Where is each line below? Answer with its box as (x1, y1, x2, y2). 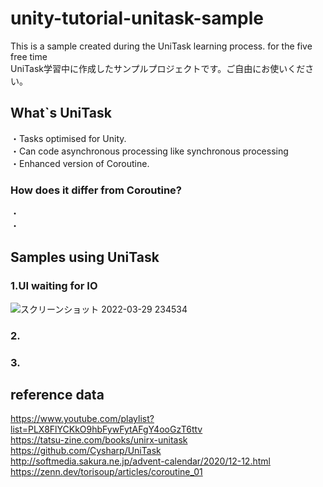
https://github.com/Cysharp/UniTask (10, 445, 162, 457)
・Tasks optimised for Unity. (10, 132, 127, 144)
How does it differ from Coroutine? (10, 183, 182, 197)
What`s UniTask (10, 105, 112, 122)
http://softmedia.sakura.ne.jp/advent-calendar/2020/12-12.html (10, 455, 271, 467)
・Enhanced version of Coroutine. (10, 157, 150, 169)
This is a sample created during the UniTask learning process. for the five (10, 40, 313, 52)
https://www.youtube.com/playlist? (10, 413, 155, 425)
